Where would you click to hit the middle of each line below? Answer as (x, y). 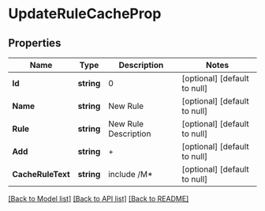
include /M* (130, 174)
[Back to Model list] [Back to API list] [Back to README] (99, 199)
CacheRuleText (41, 174)
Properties (35, 43)
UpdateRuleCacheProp (85, 14)
